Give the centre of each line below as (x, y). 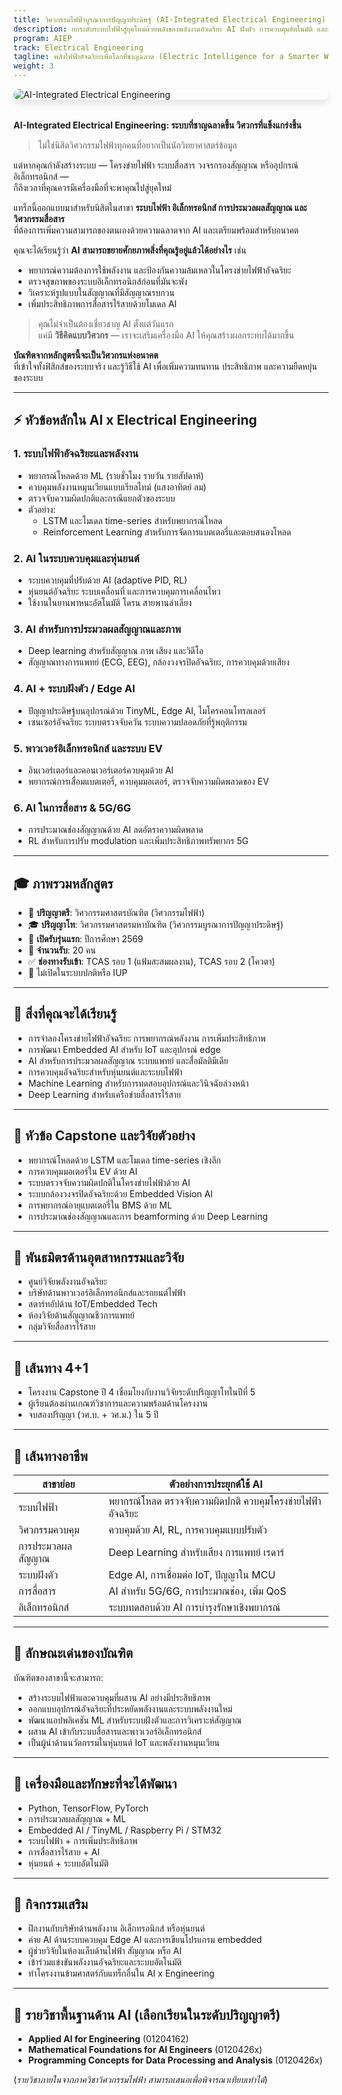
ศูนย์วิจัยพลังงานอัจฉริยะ (67, 1282)
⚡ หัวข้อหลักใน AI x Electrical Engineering (135, 420)
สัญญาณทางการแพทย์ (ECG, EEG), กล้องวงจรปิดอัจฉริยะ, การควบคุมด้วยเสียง (158, 662)
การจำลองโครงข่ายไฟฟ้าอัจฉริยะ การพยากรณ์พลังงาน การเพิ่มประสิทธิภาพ (146, 1038)
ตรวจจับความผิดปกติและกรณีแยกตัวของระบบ (101, 498)
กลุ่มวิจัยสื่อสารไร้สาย (61, 1327)
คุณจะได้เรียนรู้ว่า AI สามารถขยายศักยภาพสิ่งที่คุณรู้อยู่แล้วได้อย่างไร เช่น (130, 250)
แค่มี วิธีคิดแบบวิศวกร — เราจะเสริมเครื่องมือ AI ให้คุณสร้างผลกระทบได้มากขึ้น (166, 335)
